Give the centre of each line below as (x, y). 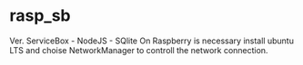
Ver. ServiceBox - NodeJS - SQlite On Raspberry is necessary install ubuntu (151, 41)
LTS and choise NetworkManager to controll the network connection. (139, 50)
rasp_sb (40, 16)
